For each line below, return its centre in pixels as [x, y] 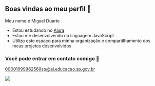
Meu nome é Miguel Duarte [32, 21]
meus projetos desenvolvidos [42, 46]
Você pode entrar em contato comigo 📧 [52, 58]
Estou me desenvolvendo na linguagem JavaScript [63, 35]
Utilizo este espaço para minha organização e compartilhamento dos [81, 41]
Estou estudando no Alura [38, 30]
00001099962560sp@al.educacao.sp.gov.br [50, 69]
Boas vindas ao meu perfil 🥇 [48, 9]
